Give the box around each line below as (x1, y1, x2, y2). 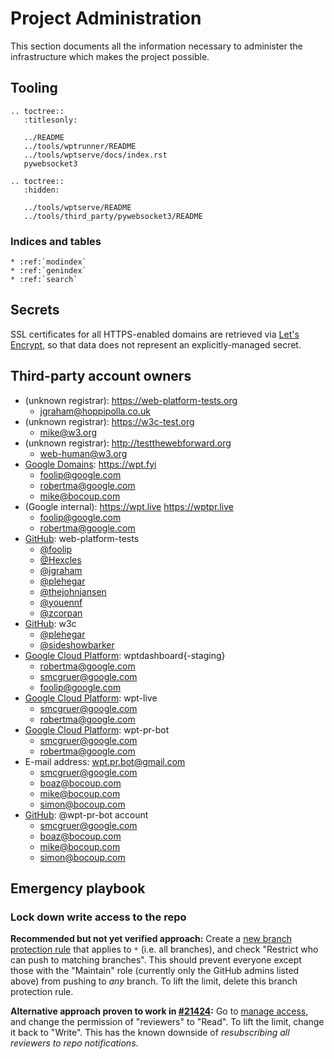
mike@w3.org (39, 426, 98, 438)
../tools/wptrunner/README (23, 141, 137, 151)
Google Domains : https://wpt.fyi (24, 458, 157, 470)
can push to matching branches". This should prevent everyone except (10, 954, 302, 966)
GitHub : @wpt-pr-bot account (24, 808, 149, 821)
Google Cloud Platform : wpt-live (24, 692, 158, 704)
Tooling (10, 80, 58, 97)
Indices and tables (10, 234, 102, 248)
